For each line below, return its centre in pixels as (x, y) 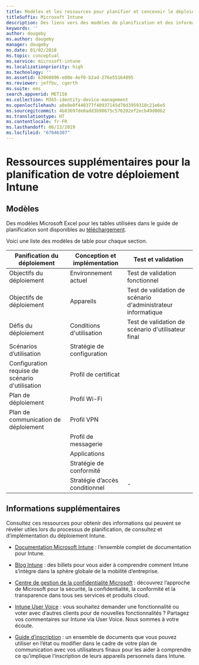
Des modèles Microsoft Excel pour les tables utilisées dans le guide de (92, 223)
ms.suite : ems (24, 89)
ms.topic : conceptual (33, 56)
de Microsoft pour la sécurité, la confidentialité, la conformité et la (95, 589)
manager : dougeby (28, 45)
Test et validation (158, 259)
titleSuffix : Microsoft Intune (45, 17)
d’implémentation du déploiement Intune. (56, 535)
